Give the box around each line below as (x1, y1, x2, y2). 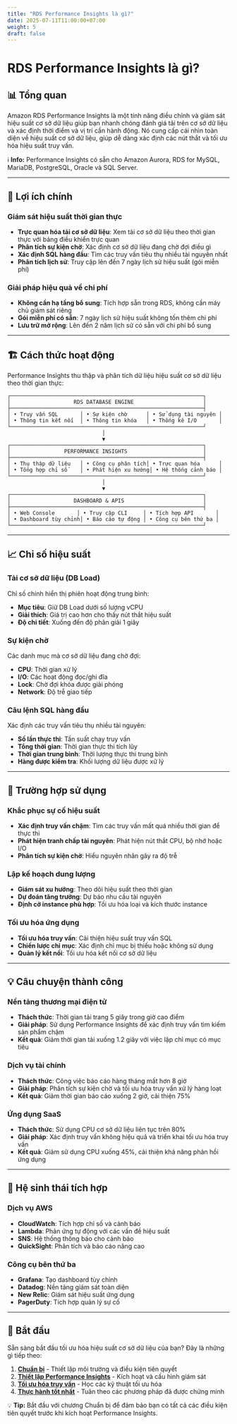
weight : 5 (7, 23, 37, 30)
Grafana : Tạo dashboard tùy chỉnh (17, 1275, 118, 1284)
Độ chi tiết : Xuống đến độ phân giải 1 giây (17, 618, 140, 626)
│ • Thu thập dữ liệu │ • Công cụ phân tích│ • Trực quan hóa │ (7, 460, 222, 467)
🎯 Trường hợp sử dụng (7, 784, 107, 797)
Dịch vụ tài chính (7, 1060, 66, 1070)
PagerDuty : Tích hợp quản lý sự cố (17, 1298, 120, 1306)
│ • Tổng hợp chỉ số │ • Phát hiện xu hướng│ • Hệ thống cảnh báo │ (7, 467, 222, 474)
